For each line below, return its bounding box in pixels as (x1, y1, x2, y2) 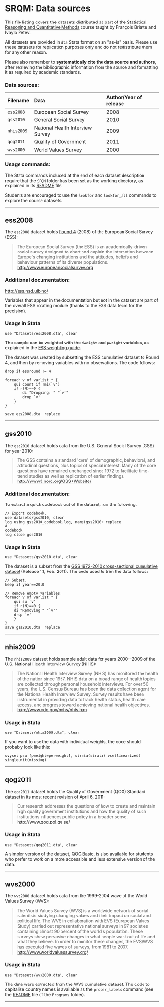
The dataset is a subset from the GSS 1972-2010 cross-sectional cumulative (5, 563, 158, 569)
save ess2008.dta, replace (5, 412, 60, 416)
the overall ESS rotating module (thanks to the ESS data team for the (5, 302, 143, 308)
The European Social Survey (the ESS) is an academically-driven (17, 244, 147, 250)
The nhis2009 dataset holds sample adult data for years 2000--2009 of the (5, 656, 156, 662)
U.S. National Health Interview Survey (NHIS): (5, 661, 97, 667)
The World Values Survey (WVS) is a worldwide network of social (17, 908, 149, 914)
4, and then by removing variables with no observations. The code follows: (5, 359, 155, 365)
